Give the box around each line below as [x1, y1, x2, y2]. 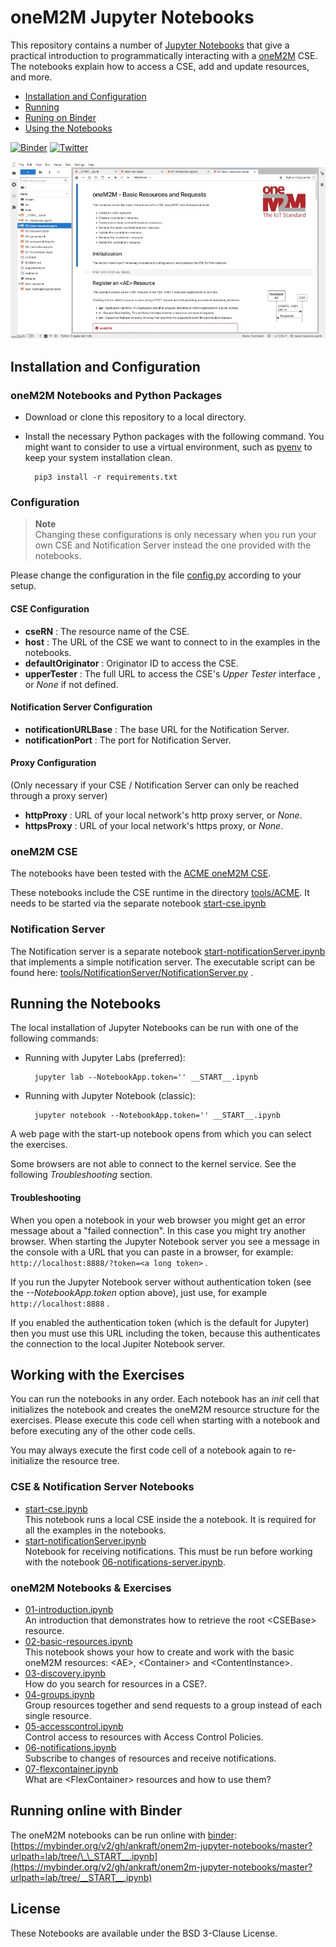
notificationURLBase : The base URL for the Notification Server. [24, 723, 290, 735]
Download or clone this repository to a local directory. [24, 411, 247, 423]
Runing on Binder [24, 111, 97, 123]
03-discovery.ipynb [24, 1667, 107, 1680]
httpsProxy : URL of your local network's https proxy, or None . [24, 820, 284, 832]
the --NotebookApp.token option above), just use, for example [10, 1286, 268, 1298]
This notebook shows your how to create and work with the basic [24, 1646, 295, 1658]
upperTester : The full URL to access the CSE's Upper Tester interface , [24, 667, 321, 680]
